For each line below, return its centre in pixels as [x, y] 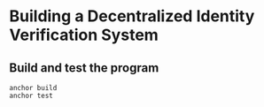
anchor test [31, 96]
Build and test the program [84, 68]
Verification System [84, 35]
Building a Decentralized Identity [132, 16]
